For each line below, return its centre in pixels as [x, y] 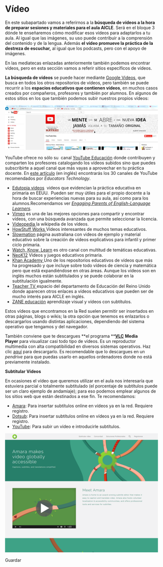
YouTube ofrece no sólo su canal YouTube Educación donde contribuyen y [80, 158]
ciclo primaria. [26, 245]
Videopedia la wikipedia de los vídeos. [50, 224]
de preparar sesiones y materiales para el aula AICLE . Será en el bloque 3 [80, 27]
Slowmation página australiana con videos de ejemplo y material [76, 234]
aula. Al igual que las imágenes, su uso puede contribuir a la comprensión [79, 38]
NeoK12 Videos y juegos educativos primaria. [57, 255]
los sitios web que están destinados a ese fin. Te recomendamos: [70, 397]
